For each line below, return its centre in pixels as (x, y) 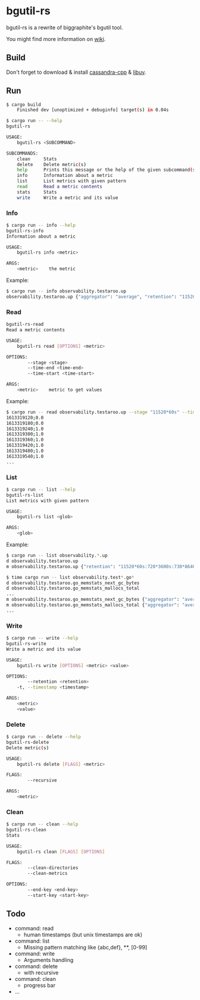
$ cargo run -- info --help (41, 225)
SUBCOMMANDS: (22, 153)
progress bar (39, 985)
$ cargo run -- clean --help (42, 824)
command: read (34, 928)
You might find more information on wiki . (56, 39)
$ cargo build (24, 105)
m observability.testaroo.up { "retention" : (61, 566)
